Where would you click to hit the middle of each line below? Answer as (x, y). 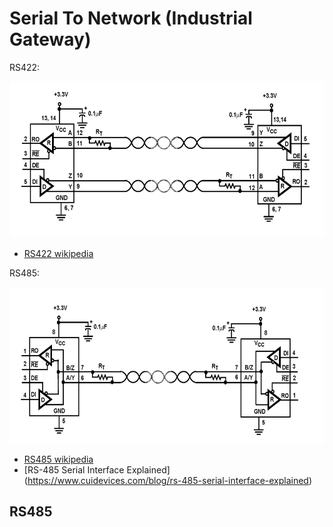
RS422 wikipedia (58, 253)
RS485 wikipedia (58, 459)
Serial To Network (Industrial (131, 18)
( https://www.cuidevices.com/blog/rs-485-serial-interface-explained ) (168, 480)
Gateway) (50, 39)
